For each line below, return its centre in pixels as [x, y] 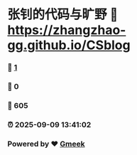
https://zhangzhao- [67, 30]
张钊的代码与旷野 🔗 [63, 15]
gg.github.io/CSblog [69, 45]
